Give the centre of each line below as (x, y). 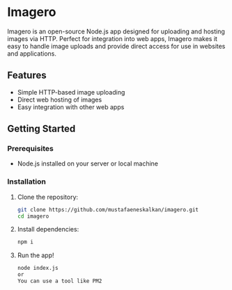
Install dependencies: (48, 229)
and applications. (32, 54)
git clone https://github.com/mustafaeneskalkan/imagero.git (108, 209)
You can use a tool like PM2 (60, 281)
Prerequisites (30, 149)
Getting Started (41, 129)
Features (27, 75)
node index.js (38, 268)
